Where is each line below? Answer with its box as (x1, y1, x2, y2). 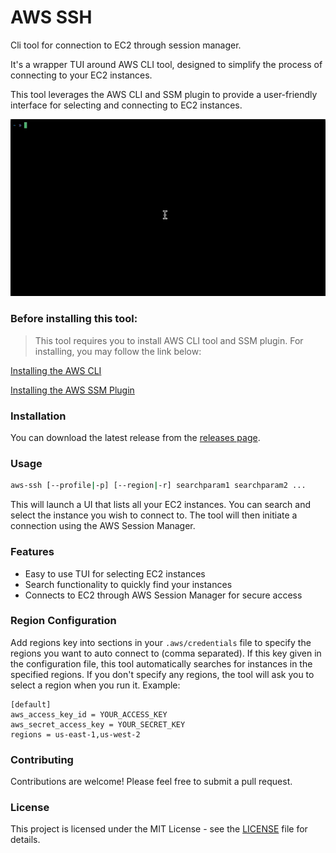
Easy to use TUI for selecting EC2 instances (24, 567, 206, 580)
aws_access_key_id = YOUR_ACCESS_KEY (10, 709, 168, 720)
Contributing (10, 752, 74, 766)
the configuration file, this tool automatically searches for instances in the (10, 657, 313, 670)
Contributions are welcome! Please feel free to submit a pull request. (10, 776, 293, 788)
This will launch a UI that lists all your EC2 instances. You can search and (10, 499, 311, 511)
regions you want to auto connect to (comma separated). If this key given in (10, 647, 322, 659)
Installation (10, 409, 67, 423)
